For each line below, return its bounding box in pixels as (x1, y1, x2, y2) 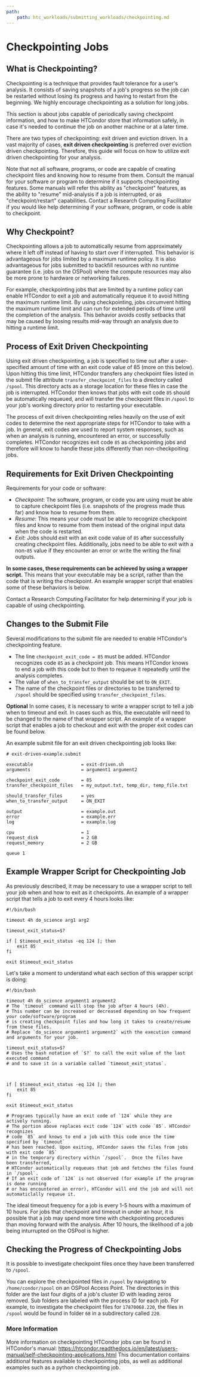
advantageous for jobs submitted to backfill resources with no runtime (6, 262, 179, 269)
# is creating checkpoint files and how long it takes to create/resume (6, 1019, 191, 1025)
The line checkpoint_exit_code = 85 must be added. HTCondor (14, 652, 170, 660)
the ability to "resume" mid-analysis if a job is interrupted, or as (6, 191, 162, 198)
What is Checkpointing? (6, 64, 98, 74)
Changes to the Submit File (6, 619, 109, 629)
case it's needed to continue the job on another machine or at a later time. (6, 123, 188, 130)
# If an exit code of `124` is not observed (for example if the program (6, 1175, 194, 1182)
